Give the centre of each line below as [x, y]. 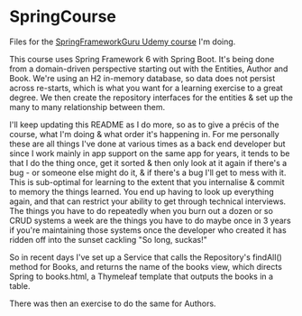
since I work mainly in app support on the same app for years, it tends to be [150, 153]
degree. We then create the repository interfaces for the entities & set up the [151, 98]
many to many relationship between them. [87, 107]
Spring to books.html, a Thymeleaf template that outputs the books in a [141, 276]
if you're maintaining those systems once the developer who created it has [148, 230]
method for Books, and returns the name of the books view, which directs [146, 266]
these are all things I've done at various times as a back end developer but [147, 144]
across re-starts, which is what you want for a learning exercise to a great [146, 88]
